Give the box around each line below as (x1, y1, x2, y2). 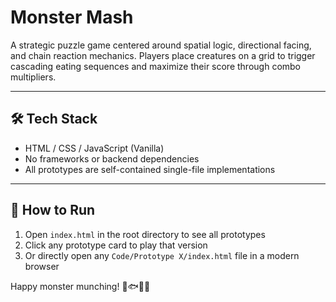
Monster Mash (10, 6, 134, 29)
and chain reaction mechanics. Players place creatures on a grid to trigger (10, 49, 316, 61)
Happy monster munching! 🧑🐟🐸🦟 (10, 280, 151, 292)
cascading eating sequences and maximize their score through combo (10, 60, 302, 72)
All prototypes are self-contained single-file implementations (24, 163, 276, 175)
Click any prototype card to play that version (24, 239, 208, 251)
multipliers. (10, 71, 57, 83)
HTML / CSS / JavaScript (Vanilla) (24, 142, 165, 154)
